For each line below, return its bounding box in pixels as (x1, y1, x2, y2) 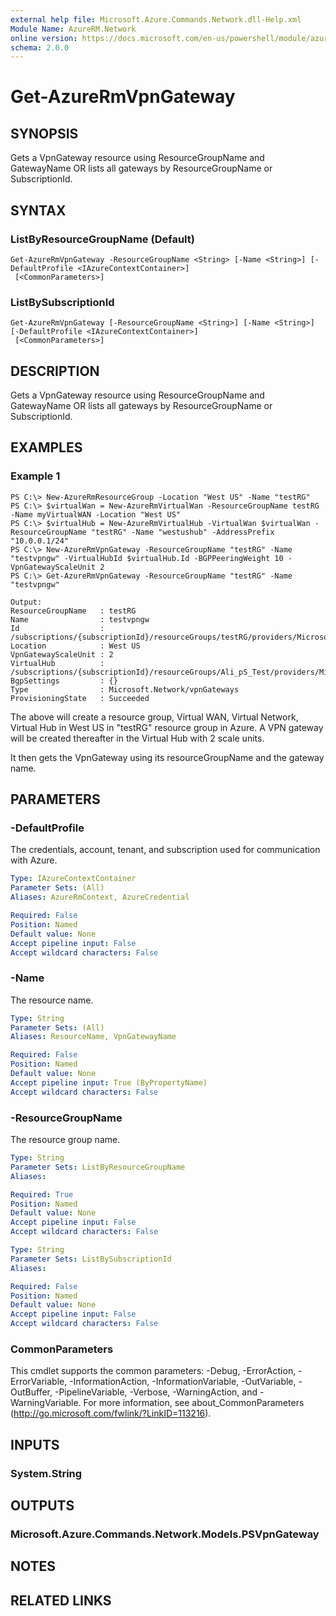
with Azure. (10, 854, 58, 866)
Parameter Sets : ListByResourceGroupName (10, 1162, 186, 1172)
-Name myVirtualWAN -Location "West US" (10, 509, 182, 520)
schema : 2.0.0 (10, 42, 70, 53)
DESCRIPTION (10, 362, 100, 380)
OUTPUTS (10, 1497, 75, 1515)
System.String (10, 1466, 83, 1480)
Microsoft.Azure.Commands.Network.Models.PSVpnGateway (10, 1527, 320, 1541)
